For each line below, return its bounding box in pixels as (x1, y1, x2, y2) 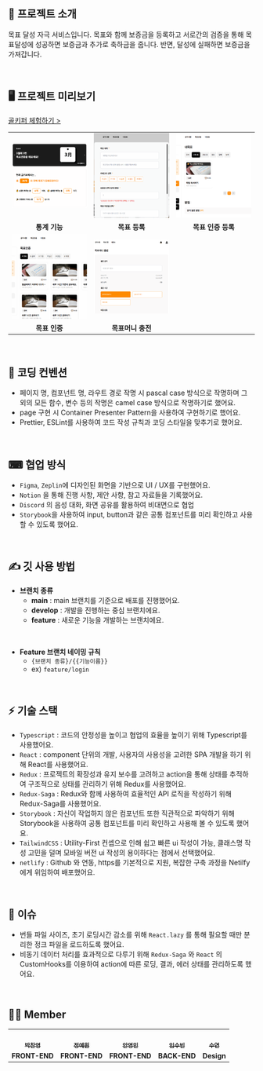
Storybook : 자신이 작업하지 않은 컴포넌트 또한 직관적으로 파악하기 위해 (19, 808, 235, 818)
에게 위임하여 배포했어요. (19, 867, 95, 877)
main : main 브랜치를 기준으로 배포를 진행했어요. (31, 595, 180, 605)
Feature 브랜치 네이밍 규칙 (19, 647, 101, 656)
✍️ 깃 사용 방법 (8, 560, 76, 573)
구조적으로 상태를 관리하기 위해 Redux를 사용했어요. (27, 779, 186, 788)
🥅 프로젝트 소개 (8, 7, 77, 21)
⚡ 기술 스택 (8, 704, 58, 718)
